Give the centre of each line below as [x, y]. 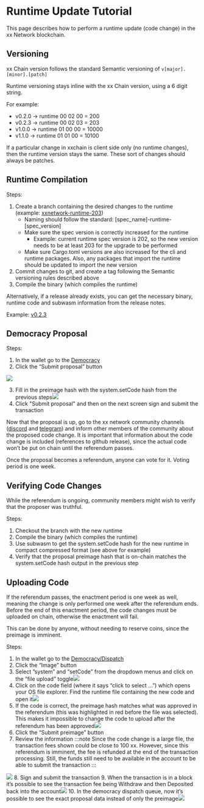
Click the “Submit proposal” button [58, 367]
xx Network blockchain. [36, 34]
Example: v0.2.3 [26, 314]
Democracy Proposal [47, 334]
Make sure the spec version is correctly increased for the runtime [106, 232]
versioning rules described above [57, 278]
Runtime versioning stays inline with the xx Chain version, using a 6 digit [97, 86]
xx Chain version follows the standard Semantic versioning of [83, 69]
